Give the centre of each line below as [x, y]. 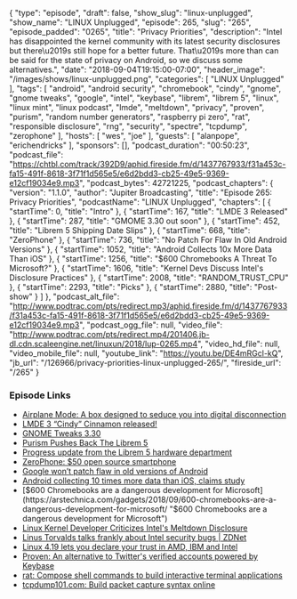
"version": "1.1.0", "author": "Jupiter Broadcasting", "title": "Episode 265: [141, 192]
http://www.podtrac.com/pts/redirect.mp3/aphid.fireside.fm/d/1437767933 [150, 306]
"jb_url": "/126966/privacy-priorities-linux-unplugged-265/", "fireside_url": [145, 363]
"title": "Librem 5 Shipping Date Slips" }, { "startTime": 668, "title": [130, 230]
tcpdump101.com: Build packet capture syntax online [119, 585]
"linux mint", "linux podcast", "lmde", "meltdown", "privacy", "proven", [137, 107]
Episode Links [40, 395]
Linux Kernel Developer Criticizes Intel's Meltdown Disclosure [135, 528]
